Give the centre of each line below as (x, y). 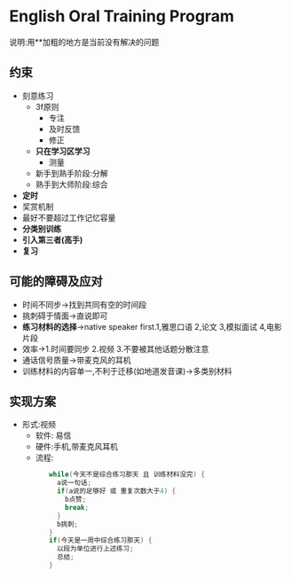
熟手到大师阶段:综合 (71, 184)
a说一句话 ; (74, 483)
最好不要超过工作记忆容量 (69, 217)
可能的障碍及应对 (56, 281)
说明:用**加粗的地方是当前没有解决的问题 (84, 42)
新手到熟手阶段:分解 (71, 173)
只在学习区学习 (63, 151)
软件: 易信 (53, 435)
